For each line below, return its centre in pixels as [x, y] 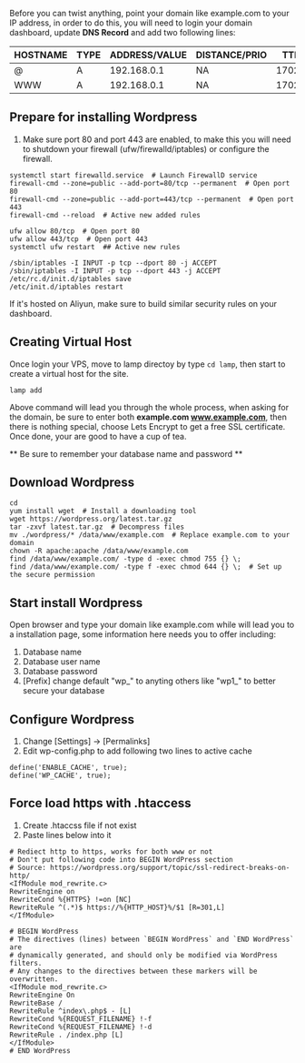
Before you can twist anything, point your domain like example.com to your [149, 13]
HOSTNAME [41, 55]
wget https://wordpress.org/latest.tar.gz [91, 519]
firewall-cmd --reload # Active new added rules [105, 215]
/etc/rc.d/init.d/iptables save [70, 278]
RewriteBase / [36, 1003]
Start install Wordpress [76, 603]
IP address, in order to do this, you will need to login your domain [131, 23]
